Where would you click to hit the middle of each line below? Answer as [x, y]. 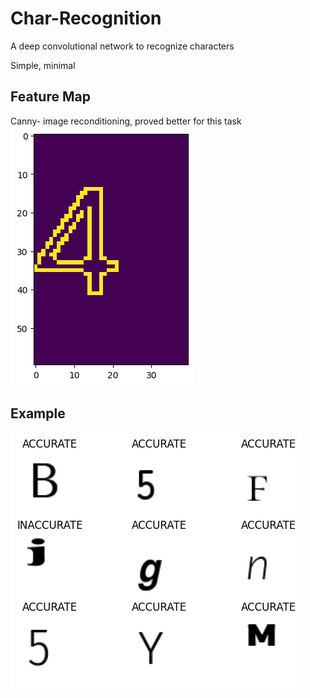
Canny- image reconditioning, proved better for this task [126, 121]
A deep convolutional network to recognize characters [122, 46]
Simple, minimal [43, 65]
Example [38, 413]
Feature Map [50, 97]
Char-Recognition [86, 18]
